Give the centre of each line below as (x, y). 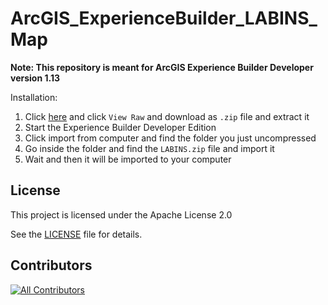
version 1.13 (35, 78)
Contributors (51, 265)
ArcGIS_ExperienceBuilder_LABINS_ (164, 18)
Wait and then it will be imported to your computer (128, 159)
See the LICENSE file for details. (76, 234)
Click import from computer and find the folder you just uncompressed (170, 138)
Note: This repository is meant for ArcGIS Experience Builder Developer (162, 67)
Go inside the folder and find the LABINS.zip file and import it (149, 148)
